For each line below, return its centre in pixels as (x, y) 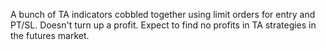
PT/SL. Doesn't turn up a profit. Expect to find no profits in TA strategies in (163, 25)
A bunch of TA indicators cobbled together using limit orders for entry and (163, 14)
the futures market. (50, 35)
